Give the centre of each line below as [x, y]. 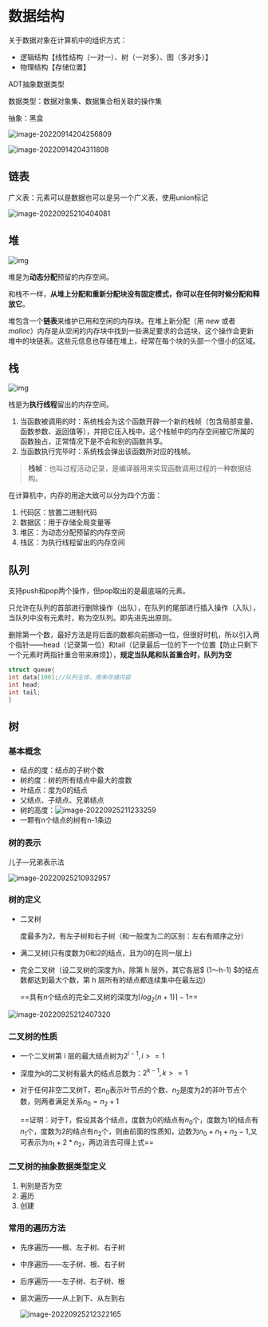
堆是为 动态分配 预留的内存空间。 [61, 277]
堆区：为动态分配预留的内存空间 [72, 532]
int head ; [25, 684]
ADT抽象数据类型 [37, 84]
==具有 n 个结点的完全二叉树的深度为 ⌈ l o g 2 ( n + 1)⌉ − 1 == [108, 998]
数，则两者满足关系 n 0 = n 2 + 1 [69, 1102]
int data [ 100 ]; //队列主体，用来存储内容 [70, 677]
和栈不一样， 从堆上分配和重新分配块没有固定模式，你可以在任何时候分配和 [130, 293]
